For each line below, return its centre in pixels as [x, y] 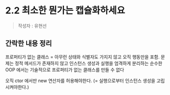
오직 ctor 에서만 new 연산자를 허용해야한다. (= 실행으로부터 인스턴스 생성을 [80, 81]
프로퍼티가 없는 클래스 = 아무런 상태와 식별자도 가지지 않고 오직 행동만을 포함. [82, 56]
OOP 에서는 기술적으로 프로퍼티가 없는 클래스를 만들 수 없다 [65, 69]
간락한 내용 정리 [29, 43]
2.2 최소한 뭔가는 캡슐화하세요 [65, 11]
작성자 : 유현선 [32, 26]
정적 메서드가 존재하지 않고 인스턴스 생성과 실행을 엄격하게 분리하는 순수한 [89, 63]
